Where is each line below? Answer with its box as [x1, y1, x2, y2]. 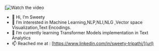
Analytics [11, 35, 31, 41]
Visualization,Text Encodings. [11, 25, 72, 30]
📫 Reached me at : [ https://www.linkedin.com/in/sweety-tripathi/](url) [11, 41, 154, 46]
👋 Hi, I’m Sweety [11, 14, 45, 20]
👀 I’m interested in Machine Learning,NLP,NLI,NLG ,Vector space [11, 20, 143, 25]
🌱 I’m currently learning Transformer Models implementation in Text [11, 30, 149, 35]
